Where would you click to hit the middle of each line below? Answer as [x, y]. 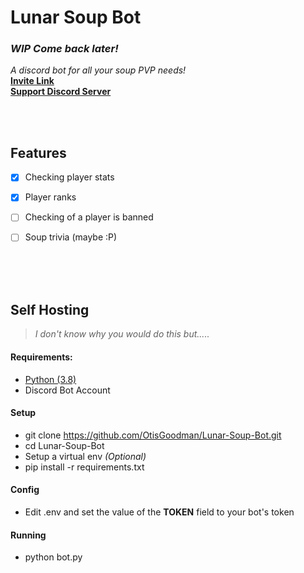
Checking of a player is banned [89, 217]
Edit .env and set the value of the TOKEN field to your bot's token [159, 512]
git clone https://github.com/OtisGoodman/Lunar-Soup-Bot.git [153, 435]
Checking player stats [69, 177]
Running [28, 535]
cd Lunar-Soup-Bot [64, 445]
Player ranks [50, 197]
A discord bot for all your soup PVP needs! [98, 70]
